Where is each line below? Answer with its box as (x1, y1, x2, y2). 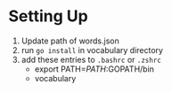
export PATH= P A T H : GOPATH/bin (34, 64, 155, 74)
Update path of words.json (20, 35, 119, 46)
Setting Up (8, 6, 88, 27)
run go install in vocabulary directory (20, 44, 164, 55)
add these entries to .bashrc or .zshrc (20, 54, 161, 65)
